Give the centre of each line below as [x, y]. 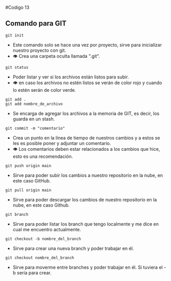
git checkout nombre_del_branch [40, 258]
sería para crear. [34, 273]
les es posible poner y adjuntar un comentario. [62, 143]
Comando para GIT [36, 23]
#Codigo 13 [17, 7]
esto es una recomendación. [43, 156]
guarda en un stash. [34, 119]
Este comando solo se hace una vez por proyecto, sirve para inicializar [87, 45]
